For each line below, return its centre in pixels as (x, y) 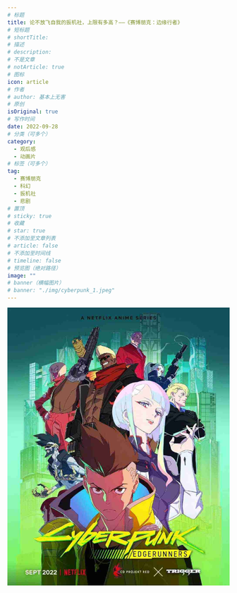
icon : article (28, 82)
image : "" (22, 275)
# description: (30, 52)
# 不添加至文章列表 (32, 239)
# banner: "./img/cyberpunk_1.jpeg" (61, 290)
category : (22, 141)
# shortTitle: (28, 37)
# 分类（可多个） (29, 134)
